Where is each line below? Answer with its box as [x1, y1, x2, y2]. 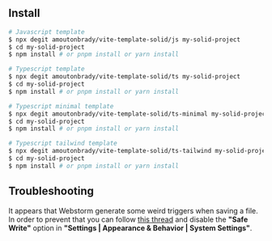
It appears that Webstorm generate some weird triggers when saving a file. [8, 205, 259, 215]
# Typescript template [8, 65, 85, 74]
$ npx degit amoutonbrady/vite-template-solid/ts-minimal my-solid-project [8, 109, 270, 118]
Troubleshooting [8, 184, 95, 198]
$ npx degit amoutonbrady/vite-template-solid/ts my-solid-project [8, 73, 241, 81]
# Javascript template [8, 27, 85, 36]
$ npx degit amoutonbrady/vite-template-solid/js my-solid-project [8, 36, 241, 44]
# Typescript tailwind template [8, 139, 117, 148]
